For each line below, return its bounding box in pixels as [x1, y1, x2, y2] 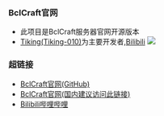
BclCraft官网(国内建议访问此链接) [19, 89, 131, 98]
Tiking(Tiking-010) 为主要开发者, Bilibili [19, 37, 145, 47]
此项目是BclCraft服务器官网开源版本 [19, 27, 140, 37]
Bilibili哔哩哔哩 [19, 99, 69, 109]
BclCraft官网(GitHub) [19, 79, 90, 89]
